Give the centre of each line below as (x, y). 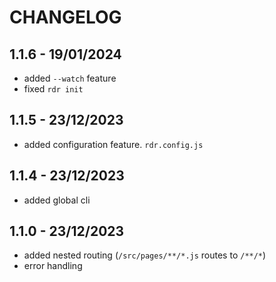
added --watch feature (70, 78)
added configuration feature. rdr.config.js (113, 144)
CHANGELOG (65, 17)
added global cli (57, 200)
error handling (53, 266)
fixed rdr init (53, 89)
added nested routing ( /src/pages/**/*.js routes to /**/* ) (145, 255)
